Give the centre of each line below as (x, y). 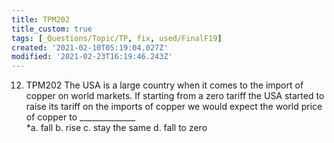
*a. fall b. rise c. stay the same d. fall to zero (116, 128)
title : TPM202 (41, 19)
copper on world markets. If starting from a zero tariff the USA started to (175, 96)
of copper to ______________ (80, 117)
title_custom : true (52, 29)
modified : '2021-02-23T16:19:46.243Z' (92, 57)
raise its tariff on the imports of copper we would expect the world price (174, 107)
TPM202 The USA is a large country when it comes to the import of (164, 85)
